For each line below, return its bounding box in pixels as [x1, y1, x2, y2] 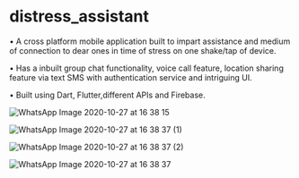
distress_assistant [9, 6, 150, 27]
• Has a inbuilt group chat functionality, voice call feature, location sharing [9, 63, 285, 73]
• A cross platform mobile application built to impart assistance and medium [9, 36, 291, 47]
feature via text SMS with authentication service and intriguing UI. [9, 72, 253, 82]
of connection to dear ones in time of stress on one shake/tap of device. [9, 45, 277, 55]
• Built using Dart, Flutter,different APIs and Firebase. [9, 89, 207, 100]
